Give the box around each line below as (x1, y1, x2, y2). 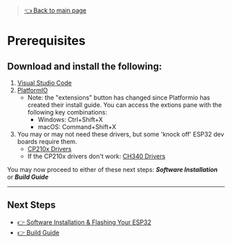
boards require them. (17, 137, 77, 146)
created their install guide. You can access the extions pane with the (27, 101, 222, 109)
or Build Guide (7, 173, 49, 181)
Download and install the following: (7, 60, 162, 72)
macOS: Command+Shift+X (37, 123, 117, 130)
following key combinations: (27, 108, 108, 116)
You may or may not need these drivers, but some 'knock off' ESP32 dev (17, 130, 224, 138)
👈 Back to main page (23, 6, 87, 14)
